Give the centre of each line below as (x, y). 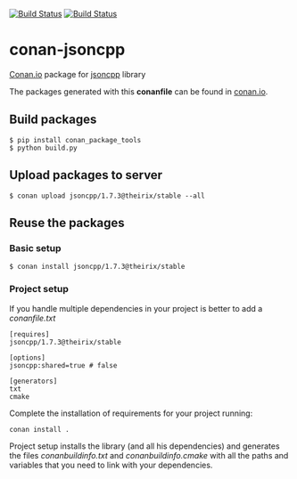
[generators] (33, 381)
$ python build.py (43, 148)
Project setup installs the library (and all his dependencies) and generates (144, 446)
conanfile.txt (33, 318)
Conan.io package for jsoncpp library (78, 74)
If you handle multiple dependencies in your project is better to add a (136, 308)
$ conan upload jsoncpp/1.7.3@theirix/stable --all (107, 196)
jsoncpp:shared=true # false (63, 365)
